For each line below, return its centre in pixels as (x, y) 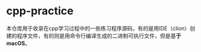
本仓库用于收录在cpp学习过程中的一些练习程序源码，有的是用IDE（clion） (98, 28)
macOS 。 (18, 43)
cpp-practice (40, 11)
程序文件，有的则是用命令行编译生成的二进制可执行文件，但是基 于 (99, 36)
